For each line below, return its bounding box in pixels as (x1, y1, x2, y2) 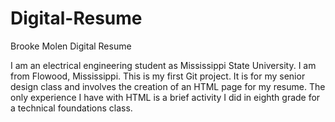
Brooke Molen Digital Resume (10, 40, 132, 52)
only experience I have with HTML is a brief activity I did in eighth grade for (10, 91, 321, 103)
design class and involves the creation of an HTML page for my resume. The (10, 80, 326, 92)
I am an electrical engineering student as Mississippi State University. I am (10, 59, 317, 71)
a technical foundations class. (10, 102, 133, 114)
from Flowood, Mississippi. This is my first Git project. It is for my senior (10, 70, 306, 82)
